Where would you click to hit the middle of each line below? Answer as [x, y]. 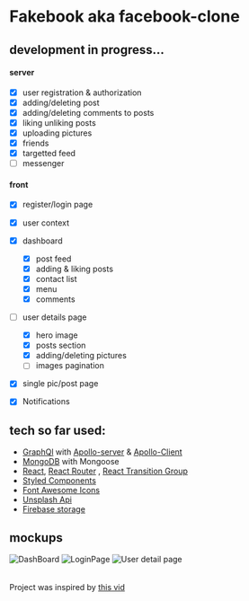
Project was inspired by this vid [67, 587]
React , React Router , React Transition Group [105, 471]
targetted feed [49, 154]
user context [46, 223]
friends [36, 143]
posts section [61, 345]
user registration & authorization [82, 93]
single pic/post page [60, 384]
